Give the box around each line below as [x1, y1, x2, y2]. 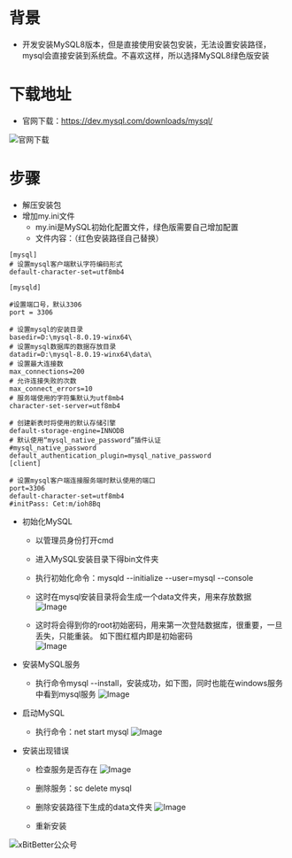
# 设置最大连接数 [9, 359, 64, 368]
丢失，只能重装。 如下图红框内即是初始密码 [35, 630, 193, 641]
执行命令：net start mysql [35, 726, 129, 737]
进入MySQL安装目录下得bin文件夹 [35, 553, 159, 564]
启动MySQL [21, 707, 65, 718]
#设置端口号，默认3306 [9, 300, 82, 309]
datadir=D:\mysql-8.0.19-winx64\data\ [9, 350, 152, 359]
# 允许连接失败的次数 [9, 376, 77, 385]
